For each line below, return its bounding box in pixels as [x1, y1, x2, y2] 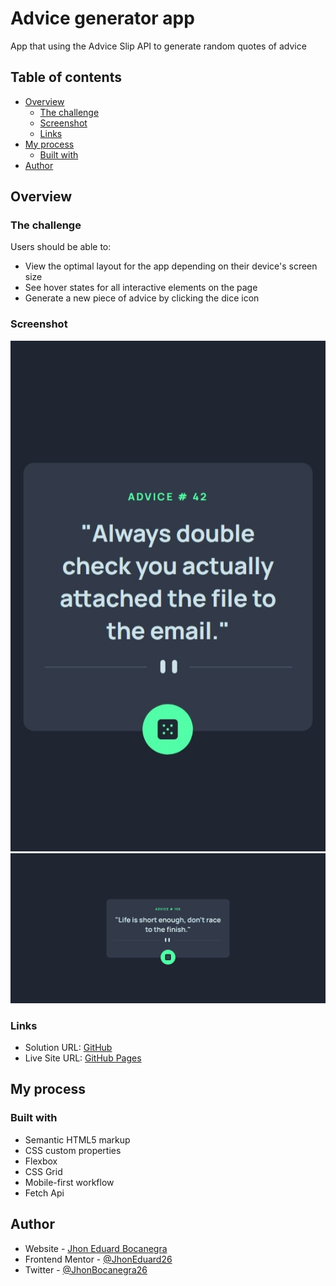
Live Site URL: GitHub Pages [24, 1052, 142, 1064]
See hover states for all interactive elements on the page [24, 282, 258, 294]
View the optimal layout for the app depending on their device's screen [24, 260, 318, 272]
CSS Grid [24, 1165, 63, 1177]
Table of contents [10, 69, 122, 86]
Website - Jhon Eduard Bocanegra [24, 1242, 168, 1254]
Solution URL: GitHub [24, 1042, 113, 1054]
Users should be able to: [10, 241, 112, 253]
